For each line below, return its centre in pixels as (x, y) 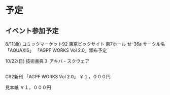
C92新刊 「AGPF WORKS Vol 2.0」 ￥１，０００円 (58, 77)
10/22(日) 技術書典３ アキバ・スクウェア (47, 61)
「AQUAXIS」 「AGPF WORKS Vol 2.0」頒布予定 (56, 50)
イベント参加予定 (32, 31)
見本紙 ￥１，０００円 (28, 87)
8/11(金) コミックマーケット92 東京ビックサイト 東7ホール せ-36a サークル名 (85, 44)
